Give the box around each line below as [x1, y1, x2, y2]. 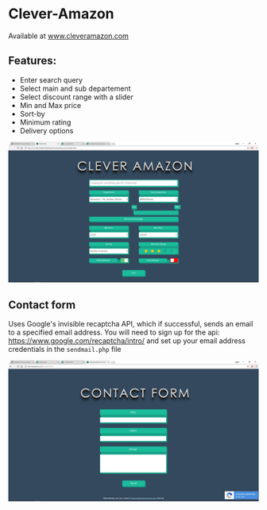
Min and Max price [19, 100, 82, 110]
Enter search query [19, 75, 83, 84]
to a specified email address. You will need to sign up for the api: [8, 327, 220, 338]
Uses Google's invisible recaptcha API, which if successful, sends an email [8, 319, 253, 329]
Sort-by [19, 109, 45, 118]
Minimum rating [19, 117, 72, 127]
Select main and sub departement [19, 83, 131, 93]
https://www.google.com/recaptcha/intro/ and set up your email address [8, 336, 246, 346]
